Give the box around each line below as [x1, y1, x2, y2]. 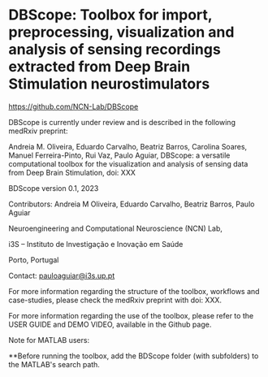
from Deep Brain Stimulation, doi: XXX [8, 167, 136, 177]
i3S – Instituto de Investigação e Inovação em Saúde [8, 239, 184, 249]
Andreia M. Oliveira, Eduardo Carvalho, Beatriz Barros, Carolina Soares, [8, 141, 248, 151]
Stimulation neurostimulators [8, 75, 210, 93]
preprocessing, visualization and [8, 23, 235, 41]
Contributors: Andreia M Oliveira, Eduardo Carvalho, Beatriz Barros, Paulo [8, 199, 255, 209]
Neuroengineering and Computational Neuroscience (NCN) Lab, [8, 223, 223, 233]
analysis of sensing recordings [8, 41, 221, 58]
